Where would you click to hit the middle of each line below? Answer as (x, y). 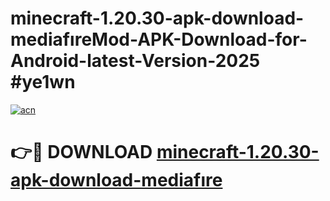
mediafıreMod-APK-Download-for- (159, 39)
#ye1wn (43, 82)
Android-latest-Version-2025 (135, 61)
